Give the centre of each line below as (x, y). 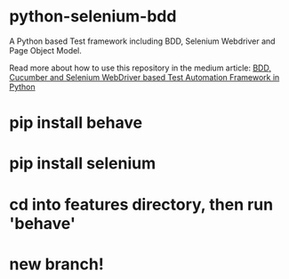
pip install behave (76, 123)
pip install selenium (83, 164)
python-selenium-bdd (93, 16)
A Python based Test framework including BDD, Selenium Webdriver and (142, 41)
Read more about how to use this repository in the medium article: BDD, (140, 68)
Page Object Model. (46, 50)
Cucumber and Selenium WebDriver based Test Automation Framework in (144, 77)
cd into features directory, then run (141, 205)
